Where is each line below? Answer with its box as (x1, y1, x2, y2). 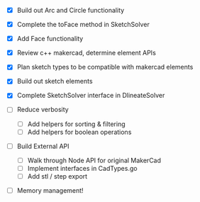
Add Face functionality (16, 35, 84, 43)
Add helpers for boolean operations (27, 128, 132, 136)
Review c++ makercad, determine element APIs (16, 49, 157, 57)
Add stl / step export (27, 172, 88, 180)
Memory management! (16, 186, 84, 194)
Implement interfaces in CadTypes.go (27, 164, 138, 172)
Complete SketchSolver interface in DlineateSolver (16, 91, 165, 100)
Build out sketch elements (16, 77, 93, 86)
